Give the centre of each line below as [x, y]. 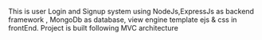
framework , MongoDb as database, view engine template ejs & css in [123, 20]
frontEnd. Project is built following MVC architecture [94, 28]
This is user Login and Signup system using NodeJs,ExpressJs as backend [131, 11]
